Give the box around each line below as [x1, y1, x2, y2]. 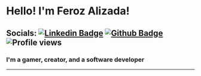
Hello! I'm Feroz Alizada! [6, 4, 130, 18]
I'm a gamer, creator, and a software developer [6, 55, 145, 63]
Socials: [6, 28, 37, 38]
